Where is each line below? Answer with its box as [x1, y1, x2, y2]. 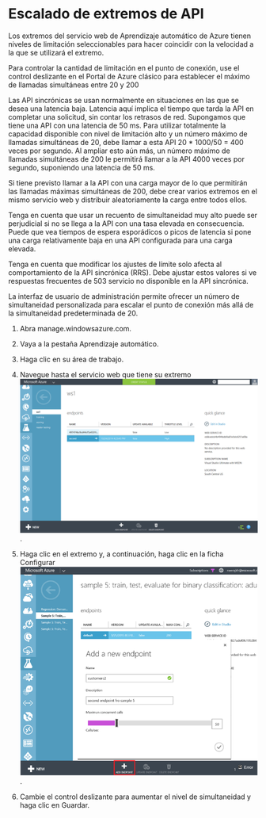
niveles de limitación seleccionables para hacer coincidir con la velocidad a [8, 39, 254, 48]
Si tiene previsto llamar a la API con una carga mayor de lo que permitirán [8, 178, 248, 187]
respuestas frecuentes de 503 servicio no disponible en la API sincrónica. [8, 276, 249, 285]
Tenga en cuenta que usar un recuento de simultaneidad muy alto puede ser [8, 210, 258, 220]
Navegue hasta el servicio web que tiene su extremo [19, 369, 192, 379]
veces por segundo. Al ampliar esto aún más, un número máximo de [8, 146, 231, 155]
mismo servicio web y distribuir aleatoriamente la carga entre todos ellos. [8, 195, 248, 204]
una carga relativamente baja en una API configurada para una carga [8, 235, 233, 245]
